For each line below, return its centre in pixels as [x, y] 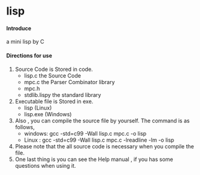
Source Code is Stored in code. [54, 69]
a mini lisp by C [25, 42]
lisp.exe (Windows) [48, 114]
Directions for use [29, 55]
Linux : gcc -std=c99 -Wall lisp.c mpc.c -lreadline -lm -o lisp [99, 140]
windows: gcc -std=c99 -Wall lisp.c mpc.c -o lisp [85, 133]
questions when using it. [46, 165]
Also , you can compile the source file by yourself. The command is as [102, 121]
